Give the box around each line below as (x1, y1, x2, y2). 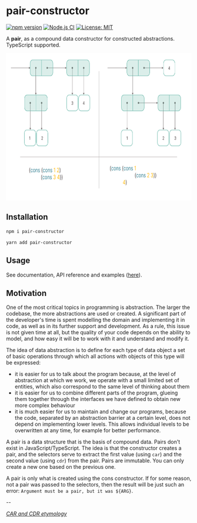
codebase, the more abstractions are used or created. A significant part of (6, 310, 186, 317)
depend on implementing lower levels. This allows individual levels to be (14, 420, 189, 428)
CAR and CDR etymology (6, 510, 67, 517)
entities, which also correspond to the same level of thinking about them (14, 383, 190, 390)
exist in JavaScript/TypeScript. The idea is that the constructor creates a (6, 445, 182, 452)
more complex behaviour (14, 402, 75, 409)
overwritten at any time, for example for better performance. (14, 427, 161, 434)
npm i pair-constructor (6, 228, 65, 234)
